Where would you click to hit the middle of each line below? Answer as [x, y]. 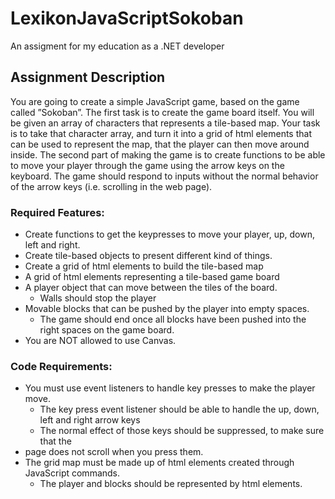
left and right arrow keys [90, 420]
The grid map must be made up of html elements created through [159, 463]
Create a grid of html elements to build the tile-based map [144, 266]
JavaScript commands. [72, 473]
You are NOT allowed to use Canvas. [100, 341]
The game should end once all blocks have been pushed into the [173, 319]
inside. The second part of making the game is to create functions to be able [168, 154]
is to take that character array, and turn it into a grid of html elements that [161, 133]
